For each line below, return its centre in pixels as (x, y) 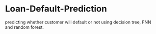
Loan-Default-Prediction (56, 9)
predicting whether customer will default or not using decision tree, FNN (78, 22)
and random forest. (25, 27)
